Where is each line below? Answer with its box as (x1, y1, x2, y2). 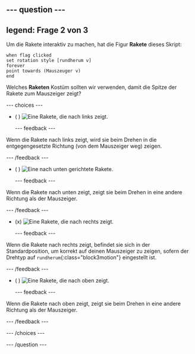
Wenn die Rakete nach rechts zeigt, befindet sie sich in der (6, 241, 150, 249)
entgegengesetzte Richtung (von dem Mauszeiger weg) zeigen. (6, 142, 162, 150)
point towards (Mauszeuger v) (6, 68, 81, 74)
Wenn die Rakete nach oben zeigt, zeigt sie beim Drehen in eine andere (6, 300, 181, 308)
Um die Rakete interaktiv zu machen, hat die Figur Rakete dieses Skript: (6, 41, 182, 48)
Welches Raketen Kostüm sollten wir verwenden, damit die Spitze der (6, 83, 177, 91)
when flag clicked (6, 52, 52, 58)
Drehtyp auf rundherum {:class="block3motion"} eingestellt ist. (6, 254, 157, 261)
